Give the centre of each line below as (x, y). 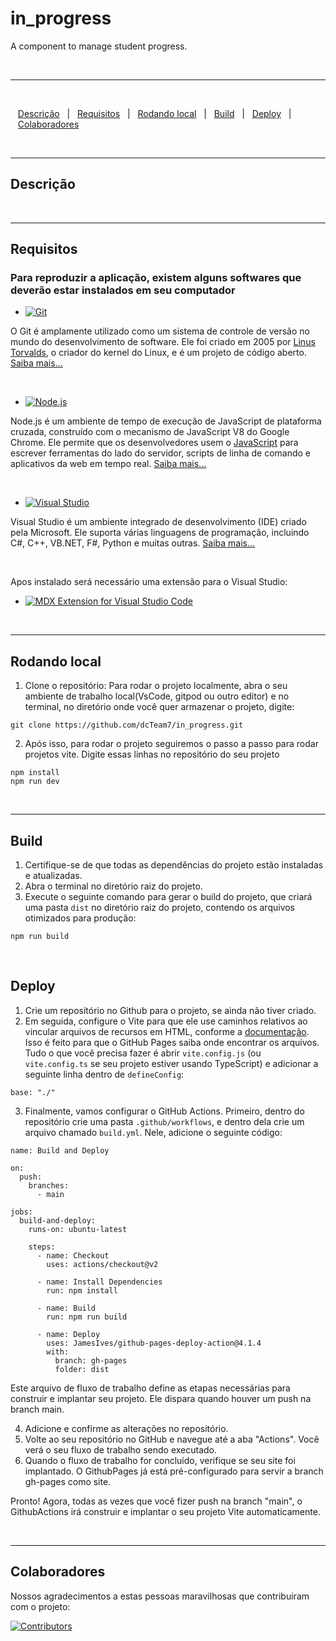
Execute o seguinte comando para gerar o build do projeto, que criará (168, 897)
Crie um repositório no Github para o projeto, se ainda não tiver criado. (170, 1010)
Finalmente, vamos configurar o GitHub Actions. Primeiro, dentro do (164, 1111)
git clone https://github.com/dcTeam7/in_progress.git (127, 725)
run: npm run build (87, 1317)
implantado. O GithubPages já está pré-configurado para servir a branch (174, 1471)
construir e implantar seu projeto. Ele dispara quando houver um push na (161, 1398)
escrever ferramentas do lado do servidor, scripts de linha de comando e (160, 453)
